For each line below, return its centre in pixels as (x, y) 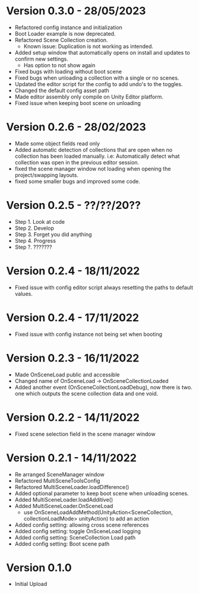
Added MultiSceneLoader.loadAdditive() (64, 499)
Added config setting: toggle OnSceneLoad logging (78, 531)
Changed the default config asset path (62, 90)
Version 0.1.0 (39, 567)
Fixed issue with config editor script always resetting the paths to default (104, 287)
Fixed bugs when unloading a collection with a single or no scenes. (97, 78)
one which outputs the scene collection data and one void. (86, 394)
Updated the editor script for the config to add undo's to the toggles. (99, 84)
